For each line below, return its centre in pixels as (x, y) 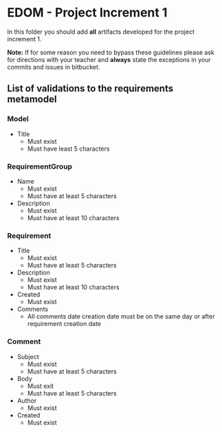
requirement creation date (64, 324)
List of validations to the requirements (90, 88)
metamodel (32, 99)
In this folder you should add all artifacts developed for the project (101, 32)
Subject (28, 356)
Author (27, 400)
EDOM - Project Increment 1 (87, 13)
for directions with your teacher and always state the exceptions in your (109, 59)
